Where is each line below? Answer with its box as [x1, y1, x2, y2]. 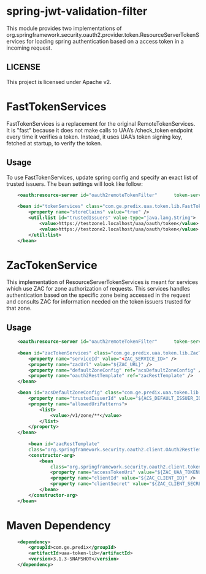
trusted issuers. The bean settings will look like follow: [6, 180, 143, 188]
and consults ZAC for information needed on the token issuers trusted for [6, 298, 192, 305]
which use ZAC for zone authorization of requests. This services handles [6, 285, 190, 293]
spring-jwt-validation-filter [6, 4, 148, 18]
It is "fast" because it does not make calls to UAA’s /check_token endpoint [6, 126, 193, 134]
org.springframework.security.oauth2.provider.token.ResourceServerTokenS [6, 31, 199, 38]
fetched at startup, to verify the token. [6, 139, 102, 147]
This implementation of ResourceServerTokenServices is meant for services [6, 278, 198, 286]
